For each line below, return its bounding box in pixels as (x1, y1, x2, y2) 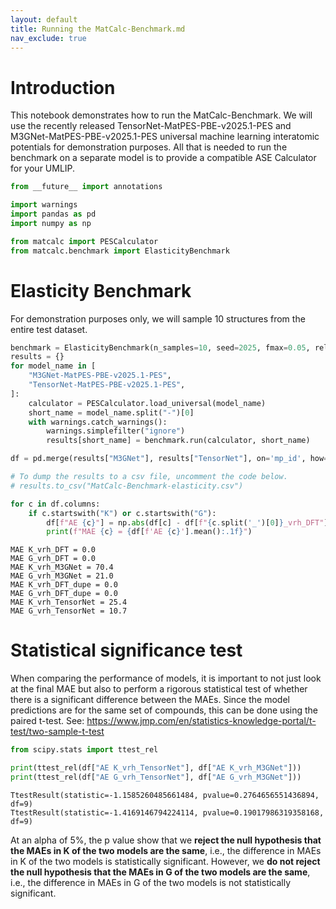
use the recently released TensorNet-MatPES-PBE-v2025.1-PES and (10, 120, 292, 132)
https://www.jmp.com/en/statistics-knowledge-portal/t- (86, 715, 317, 727)
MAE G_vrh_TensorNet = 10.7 (10, 606, 128, 616)
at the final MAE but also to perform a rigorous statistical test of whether (10, 683, 308, 695)
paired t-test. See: (10, 715, 85, 727)
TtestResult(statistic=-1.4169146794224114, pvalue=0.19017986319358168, (10, 807, 325, 818)
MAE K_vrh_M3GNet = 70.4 (10, 562, 114, 573)
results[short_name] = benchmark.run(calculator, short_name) (46, 436, 311, 446)
